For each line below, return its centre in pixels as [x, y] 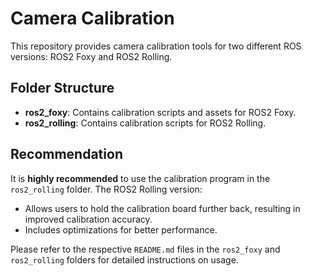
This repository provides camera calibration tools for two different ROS [156, 46]
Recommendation [66, 154]
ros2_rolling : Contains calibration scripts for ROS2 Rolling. [145, 123]
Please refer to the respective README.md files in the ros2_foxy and [145, 249]
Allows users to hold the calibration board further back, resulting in [162, 208]
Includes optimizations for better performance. [121, 229]
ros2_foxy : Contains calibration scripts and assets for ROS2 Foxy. [160, 112]
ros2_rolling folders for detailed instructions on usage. [124, 259]
